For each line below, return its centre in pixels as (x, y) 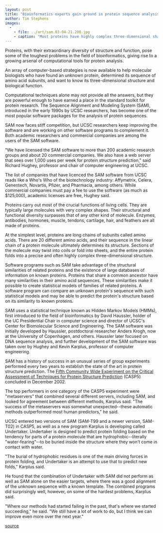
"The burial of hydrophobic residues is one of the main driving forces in (76, 456)
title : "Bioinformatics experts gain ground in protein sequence (72, 14)
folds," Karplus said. (25, 466)
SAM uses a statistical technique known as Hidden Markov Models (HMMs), (81, 310)
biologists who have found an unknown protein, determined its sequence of (81, 75)
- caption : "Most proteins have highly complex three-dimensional (82, 37)
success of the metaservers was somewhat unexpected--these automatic (79, 406)
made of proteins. (23, 225)
